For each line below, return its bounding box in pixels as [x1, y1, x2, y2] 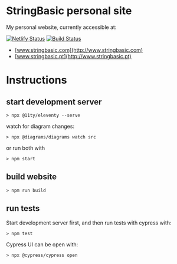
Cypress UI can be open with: [6, 240, 78, 248]
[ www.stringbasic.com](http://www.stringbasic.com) [14, 46, 143, 54]
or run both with [6, 144, 45, 151]
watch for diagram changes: [6, 123, 75, 130]
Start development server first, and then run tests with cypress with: [6, 219, 172, 226]
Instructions [6, 74, 67, 87]
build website [6, 172, 57, 182]
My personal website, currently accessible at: [6, 24, 117, 31]
